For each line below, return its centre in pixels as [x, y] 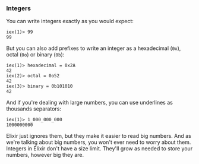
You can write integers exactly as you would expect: [70, 21]
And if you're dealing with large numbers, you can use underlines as [90, 103]
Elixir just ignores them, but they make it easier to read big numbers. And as [99, 136]
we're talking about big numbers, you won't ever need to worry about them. [99, 142]
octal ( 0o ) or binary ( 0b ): [35, 55]
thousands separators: [34, 109]
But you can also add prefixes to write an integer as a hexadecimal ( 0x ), [94, 48]
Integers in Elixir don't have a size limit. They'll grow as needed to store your [99, 149]
